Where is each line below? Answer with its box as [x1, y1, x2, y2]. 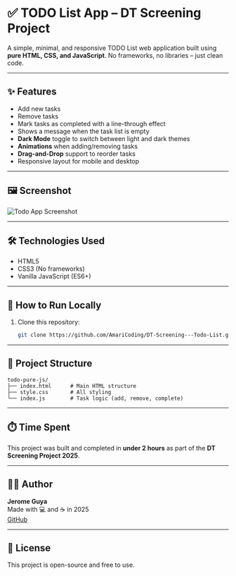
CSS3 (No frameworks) [17, 264, 86, 273]
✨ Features [7, 86, 57, 98]
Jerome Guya [7, 497, 48, 505]
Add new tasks [17, 104, 61, 113]
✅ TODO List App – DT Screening [7, 5, 202, 21]
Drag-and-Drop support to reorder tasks [17, 149, 136, 158]
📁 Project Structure [7, 357, 93, 369]
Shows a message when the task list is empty [17, 127, 150, 135]
